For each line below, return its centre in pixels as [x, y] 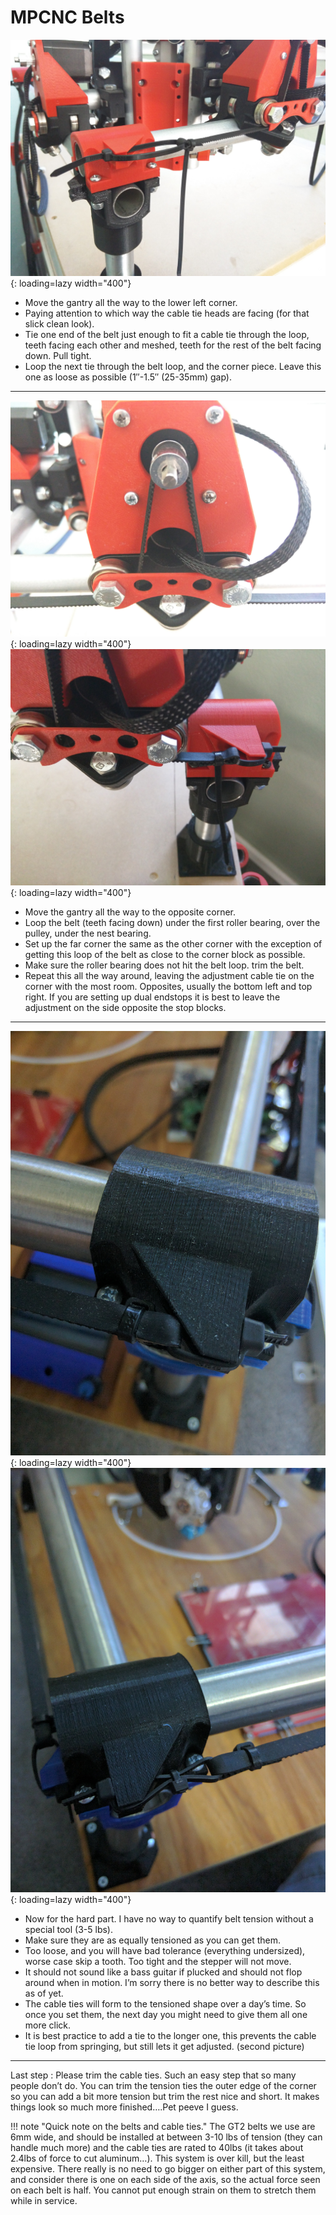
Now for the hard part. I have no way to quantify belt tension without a [169, 1919]
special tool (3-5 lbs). [68, 1930]
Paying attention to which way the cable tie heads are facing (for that [167, 313]
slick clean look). [59, 323]
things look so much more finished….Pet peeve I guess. [124, 2107]
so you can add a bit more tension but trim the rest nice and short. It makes [165, 2097]
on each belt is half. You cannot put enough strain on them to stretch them [163, 2190]
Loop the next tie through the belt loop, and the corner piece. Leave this [173, 366]
